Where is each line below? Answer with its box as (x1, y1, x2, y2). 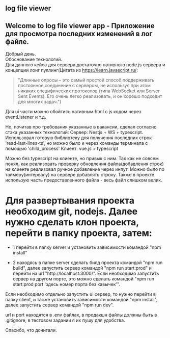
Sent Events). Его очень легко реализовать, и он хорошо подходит (17, 93, 162, 99)
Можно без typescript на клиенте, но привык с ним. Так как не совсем (5, 155, 159, 162)
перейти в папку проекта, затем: (5, 227, 153, 239)
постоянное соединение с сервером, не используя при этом (17, 83, 151, 89)
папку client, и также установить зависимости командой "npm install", (5, 297, 158, 303)
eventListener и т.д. (5, 114, 47, 120)
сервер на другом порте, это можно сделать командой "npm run (12, 276, 154, 282)
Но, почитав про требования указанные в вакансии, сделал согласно (5, 124, 157, 130)
